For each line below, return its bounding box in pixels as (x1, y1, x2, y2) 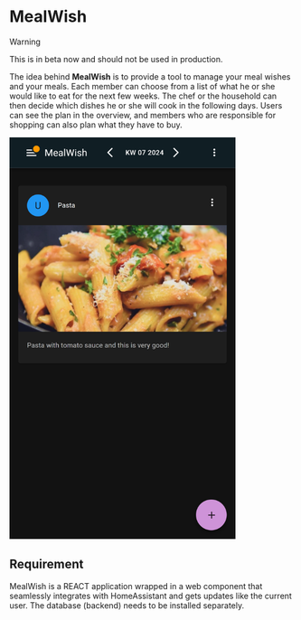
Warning (9, 36, 41, 47)
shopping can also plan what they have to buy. (9, 119, 183, 130)
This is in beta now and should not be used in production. (9, 53, 223, 64)
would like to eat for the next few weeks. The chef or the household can (9, 90, 277, 101)
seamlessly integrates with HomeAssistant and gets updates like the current (9, 590, 292, 601)
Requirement (9, 557, 84, 572)
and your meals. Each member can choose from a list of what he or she (9, 80, 276, 91)
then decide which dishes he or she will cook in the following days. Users (9, 99, 283, 110)
